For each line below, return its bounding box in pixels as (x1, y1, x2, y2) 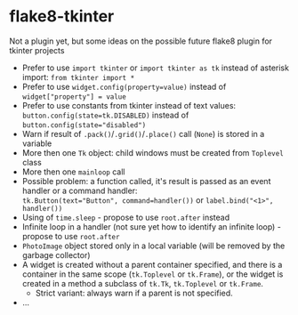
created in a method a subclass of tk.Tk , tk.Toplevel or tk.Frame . (21, 278, 264, 288)
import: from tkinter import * (21, 71, 135, 82)
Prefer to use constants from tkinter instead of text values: (21, 100, 237, 110)
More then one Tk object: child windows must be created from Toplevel (21, 147, 285, 157)
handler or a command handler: (21, 185, 138, 196)
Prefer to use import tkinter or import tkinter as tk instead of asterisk (21, 62, 289, 73)
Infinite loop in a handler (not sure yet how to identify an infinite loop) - (21, 221, 282, 232)
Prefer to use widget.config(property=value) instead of (21, 81, 227, 92)
